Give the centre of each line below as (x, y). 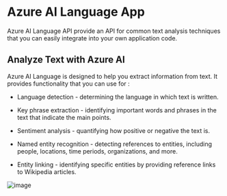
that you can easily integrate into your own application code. (92, 38)
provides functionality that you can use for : (68, 84)
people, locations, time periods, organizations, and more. (97, 151)
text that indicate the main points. (64, 117)
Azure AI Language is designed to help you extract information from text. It (112, 76)
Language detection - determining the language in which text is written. (118, 97)
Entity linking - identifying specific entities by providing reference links (116, 164)
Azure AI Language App (76, 12)
